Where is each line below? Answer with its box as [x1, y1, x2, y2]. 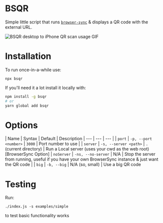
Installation [5, 51, 52, 62]
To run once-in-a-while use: [5, 67, 62, 73]
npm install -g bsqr [5, 94, 47, 99]
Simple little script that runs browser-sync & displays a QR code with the [5, 19, 148, 25]
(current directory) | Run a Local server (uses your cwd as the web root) [5, 146, 149, 152]
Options [5, 120, 38, 130]
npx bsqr [5, 76, 23, 81]
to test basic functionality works [5, 213, 70, 219]
